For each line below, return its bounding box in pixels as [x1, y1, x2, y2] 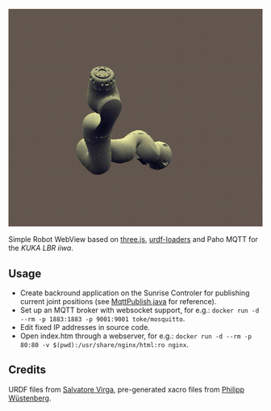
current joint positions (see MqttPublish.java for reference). [19, 296, 217, 306]
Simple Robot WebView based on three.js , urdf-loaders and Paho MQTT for [8, 235, 258, 244]
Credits [8, 363, 47, 377]
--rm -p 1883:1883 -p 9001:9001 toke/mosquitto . [19, 313, 186, 324]
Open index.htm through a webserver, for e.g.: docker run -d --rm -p [19, 331, 252, 341]
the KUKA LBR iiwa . [8, 244, 74, 253]
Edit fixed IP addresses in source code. [19, 322, 151, 332]
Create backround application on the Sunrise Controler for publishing [19, 288, 250, 298]
